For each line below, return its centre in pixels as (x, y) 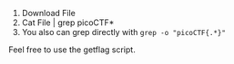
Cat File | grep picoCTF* (68, 23)
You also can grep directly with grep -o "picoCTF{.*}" (124, 32)
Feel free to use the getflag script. (72, 50)
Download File (49, 13)
